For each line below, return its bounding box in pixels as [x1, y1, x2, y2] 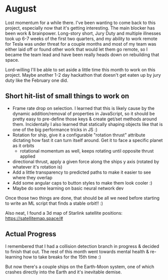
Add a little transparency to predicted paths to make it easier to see [12, 169, 151, 175]
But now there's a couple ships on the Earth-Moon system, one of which [5, 263, 154, 269]
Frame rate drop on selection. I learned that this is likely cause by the [12, 105, 155, 111]
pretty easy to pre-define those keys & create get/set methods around [12, 116, 157, 122]
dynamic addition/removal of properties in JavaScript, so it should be [12, 110, 155, 116]
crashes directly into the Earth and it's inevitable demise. [5, 269, 122, 275]
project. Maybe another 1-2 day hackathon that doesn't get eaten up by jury [5, 72, 161, 78]
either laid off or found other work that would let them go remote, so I [5, 46, 148, 52]
